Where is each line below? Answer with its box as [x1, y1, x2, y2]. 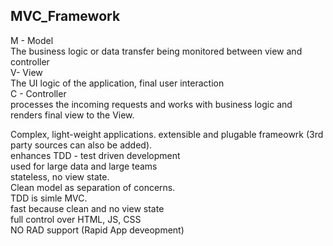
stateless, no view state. [10, 170, 110, 183]
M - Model [10, 34, 54, 46]
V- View [10, 66, 43, 78]
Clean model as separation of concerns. [10, 181, 176, 193]
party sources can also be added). [10, 139, 153, 151]
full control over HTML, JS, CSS [10, 213, 142, 225]
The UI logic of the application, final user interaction [10, 77, 225, 89]
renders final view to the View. [10, 109, 135, 121]
